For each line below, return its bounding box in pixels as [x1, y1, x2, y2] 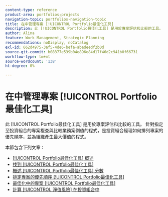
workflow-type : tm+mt [5, 54, 51, 59]
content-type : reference [5, 7, 57, 13]
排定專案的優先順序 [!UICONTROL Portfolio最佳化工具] [12, 174, 124, 180]
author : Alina [5, 31, 35, 36]
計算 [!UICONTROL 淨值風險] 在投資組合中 [12, 186, 100, 192]
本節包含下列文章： [5, 144, 45, 151]
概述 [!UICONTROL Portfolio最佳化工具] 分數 [12, 168, 104, 174]
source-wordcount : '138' [5, 59, 57, 64]
